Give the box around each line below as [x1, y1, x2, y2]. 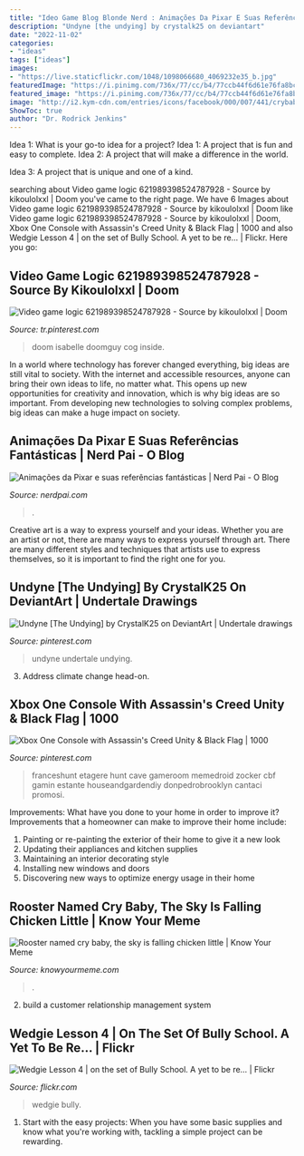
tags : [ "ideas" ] [9, 55, 71, 64]
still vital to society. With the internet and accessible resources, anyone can [9, 368, 291, 379]
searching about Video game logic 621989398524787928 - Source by [9, 184, 271, 195]
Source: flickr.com [9, 1082, 78, 1093]
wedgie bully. [31, 1099, 81, 1110]
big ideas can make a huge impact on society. [9, 407, 181, 418]
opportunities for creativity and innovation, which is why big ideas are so [9, 387, 280, 399]
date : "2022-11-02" [9, 30, 83, 39]
